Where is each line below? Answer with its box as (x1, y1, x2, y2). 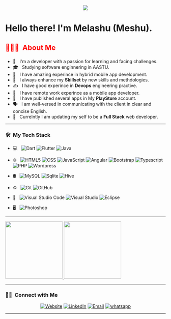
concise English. (12, 108, 47, 114)
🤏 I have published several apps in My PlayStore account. (12, 95, 136, 101)
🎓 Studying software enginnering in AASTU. (12, 64, 109, 70)
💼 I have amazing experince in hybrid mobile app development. (12, 71, 148, 77)
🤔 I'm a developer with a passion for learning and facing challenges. (12, 58, 158, 64)
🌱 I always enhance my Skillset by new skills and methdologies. (12, 76, 149, 83)
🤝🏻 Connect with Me (5, 292, 58, 299)
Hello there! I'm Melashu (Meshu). (5, 22, 153, 34)
